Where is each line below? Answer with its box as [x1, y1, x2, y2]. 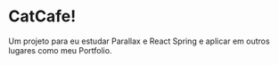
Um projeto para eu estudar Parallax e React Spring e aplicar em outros [8, 36, 270, 46]
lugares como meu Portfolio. [8, 45, 112, 55]
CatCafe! [8, 6, 77, 27]
